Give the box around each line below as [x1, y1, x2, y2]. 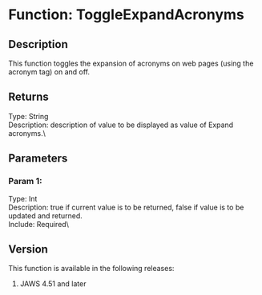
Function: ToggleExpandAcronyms [8, 6, 244, 24]
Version [8, 242, 48, 256]
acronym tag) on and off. [8, 67, 91, 77]
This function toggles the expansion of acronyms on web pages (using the [8, 58, 254, 68]
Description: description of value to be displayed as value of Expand [8, 120, 234, 130]
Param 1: [8, 176, 42, 187]
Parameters [8, 152, 68, 165]
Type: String [8, 111, 49, 121]
